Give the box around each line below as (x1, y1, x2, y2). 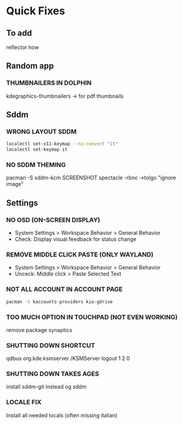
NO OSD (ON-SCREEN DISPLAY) (6, 216, 100, 224)
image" (6, 181, 24, 188)
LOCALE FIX (6, 398, 42, 407)
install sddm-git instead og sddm (6, 383, 87, 390)
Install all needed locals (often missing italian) (6, 411, 118, 418)
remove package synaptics (6, 326, 72, 333)
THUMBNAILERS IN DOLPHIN (6, 79, 92, 87)
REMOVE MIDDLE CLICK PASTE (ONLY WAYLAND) (6, 250, 154, 259)
